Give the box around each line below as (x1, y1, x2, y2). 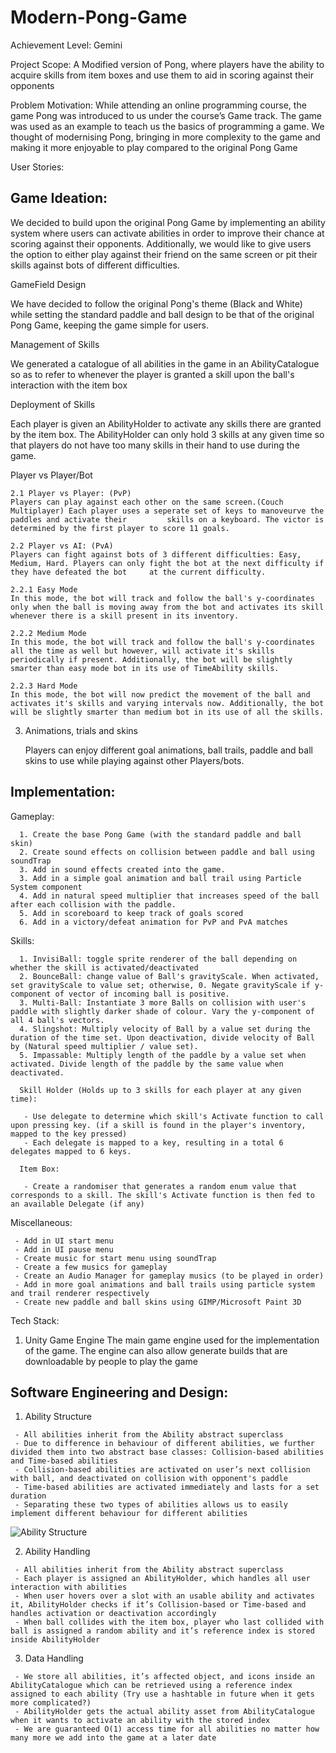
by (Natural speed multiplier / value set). (10, 1041, 199, 1051)
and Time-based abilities (10, 1456, 118, 1466)
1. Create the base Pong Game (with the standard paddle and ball (19, 829, 302, 840)
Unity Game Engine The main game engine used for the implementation (24, 1334, 320, 1346)
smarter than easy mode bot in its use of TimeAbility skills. (10, 663, 280, 673)
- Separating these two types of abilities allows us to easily (14, 1500, 288, 1510)
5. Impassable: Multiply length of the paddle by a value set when (19, 1050, 307, 1060)
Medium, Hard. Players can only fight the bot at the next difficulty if (10, 558, 325, 568)
